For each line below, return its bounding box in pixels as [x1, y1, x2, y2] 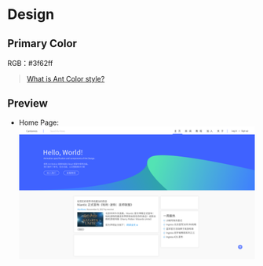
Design [7, 5, 55, 24]
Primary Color [7, 37, 78, 50]
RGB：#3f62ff [7, 59, 53, 67]
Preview [7, 97, 49, 111]
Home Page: [18, 118, 60, 127]
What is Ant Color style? [26, 75, 105, 83]
